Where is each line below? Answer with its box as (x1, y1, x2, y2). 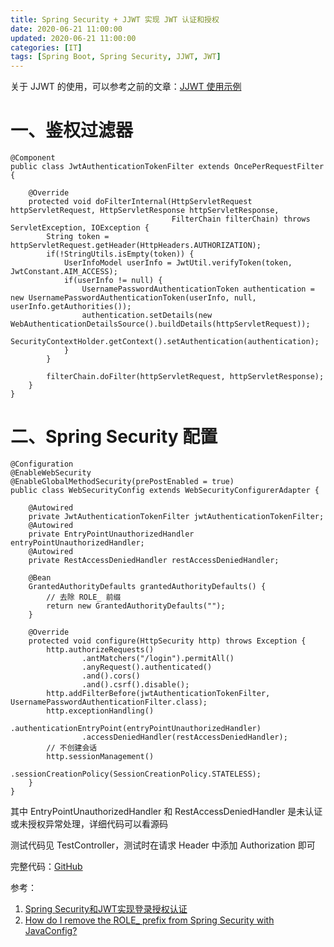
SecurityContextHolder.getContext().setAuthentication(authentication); (10, 337, 320, 347)
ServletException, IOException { (10, 223, 150, 233)
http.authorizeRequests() (46, 645, 155, 655)
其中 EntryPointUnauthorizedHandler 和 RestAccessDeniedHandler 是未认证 (10, 806, 323, 817)
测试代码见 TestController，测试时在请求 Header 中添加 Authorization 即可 (10, 839, 316, 851)
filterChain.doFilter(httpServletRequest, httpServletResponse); (46, 372, 325, 382)
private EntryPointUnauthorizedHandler (28, 529, 195, 539)
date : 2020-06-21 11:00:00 (10, 24, 123, 34)
